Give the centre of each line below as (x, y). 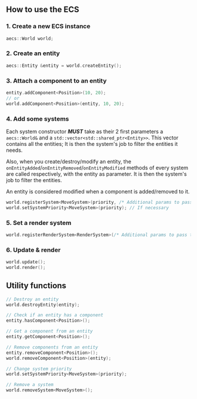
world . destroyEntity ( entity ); (43, 305)
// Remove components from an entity (52, 347)
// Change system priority (39, 369)
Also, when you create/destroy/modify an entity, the (69, 161)
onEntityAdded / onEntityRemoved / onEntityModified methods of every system (97, 168)
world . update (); (26, 262)
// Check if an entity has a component (55, 315)
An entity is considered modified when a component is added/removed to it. (98, 191)
